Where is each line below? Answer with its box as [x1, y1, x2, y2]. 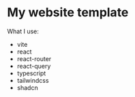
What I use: [7, 27, 40, 35]
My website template [7, 5, 129, 20]
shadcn [16, 83, 39, 92]
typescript [16, 69, 46, 77]
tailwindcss [16, 76, 49, 84]
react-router [16, 54, 52, 62]
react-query [16, 62, 51, 70]
